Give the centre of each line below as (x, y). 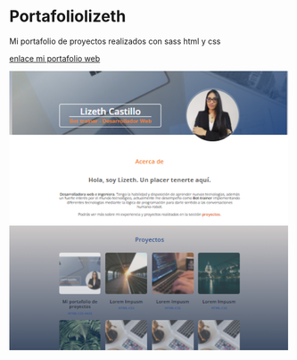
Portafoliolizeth (68, 17)
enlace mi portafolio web (55, 58)
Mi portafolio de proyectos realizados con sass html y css (115, 41)
